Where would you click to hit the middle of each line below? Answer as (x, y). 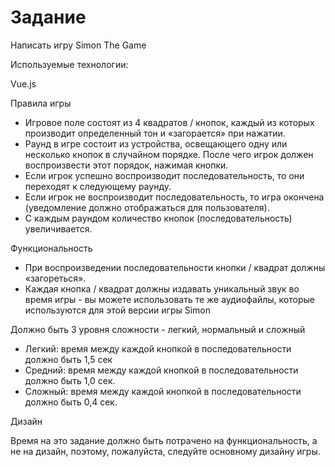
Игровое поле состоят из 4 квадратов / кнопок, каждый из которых (169, 122)
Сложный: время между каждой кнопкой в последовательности (163, 391)
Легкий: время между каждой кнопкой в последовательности (158, 348)
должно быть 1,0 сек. (70, 380)
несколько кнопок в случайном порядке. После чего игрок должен (169, 154)
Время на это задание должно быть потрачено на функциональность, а (164, 440)
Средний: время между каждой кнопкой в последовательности (161, 370)
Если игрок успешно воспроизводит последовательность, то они (164, 175)
